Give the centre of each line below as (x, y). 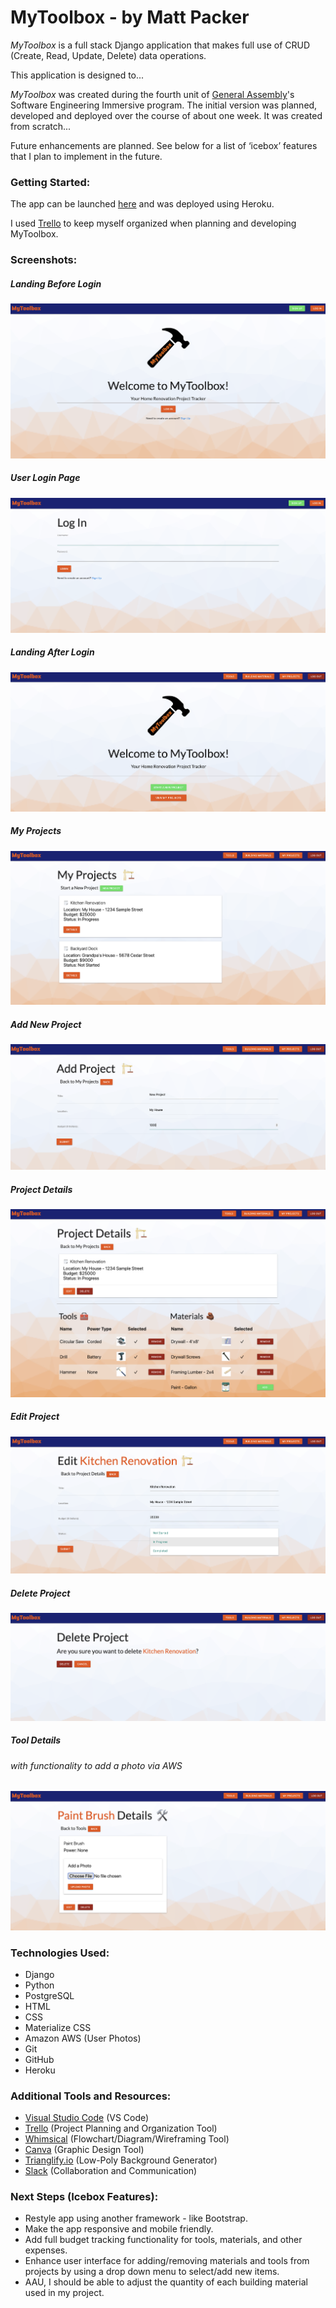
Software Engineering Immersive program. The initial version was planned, (164, 105)
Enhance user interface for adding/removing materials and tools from (167, 2261)
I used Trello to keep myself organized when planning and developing (153, 223)
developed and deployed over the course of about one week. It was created (166, 115)
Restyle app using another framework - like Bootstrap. (136, 2218)
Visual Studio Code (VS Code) (87, 2118)
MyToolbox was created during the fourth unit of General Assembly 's (152, 94)
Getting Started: (50, 182)
